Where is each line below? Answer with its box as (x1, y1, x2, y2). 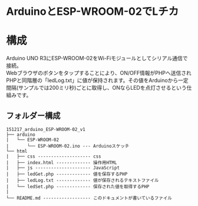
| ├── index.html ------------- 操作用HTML (6, 159, 117, 165)
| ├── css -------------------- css (6, 153, 101, 159)
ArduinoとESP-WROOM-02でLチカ (6, 5, 179, 18)
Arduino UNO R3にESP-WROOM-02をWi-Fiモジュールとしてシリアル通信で (6, 55, 188, 62)
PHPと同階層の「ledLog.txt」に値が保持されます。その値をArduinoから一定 (6, 77, 189, 84)
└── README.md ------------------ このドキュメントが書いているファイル (6, 195, 172, 201)
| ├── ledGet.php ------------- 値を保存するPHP (6, 171, 128, 177)
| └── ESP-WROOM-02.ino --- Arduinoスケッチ (6, 143, 130, 149)
